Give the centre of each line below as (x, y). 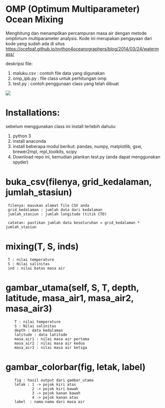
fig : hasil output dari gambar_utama (54, 380)
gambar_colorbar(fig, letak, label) (76, 367)
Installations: (33, 113)
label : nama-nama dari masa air (50, 402)
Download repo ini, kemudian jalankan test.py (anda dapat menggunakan (86, 157)
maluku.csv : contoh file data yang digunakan (59, 73)
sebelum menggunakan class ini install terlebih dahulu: (61, 126)
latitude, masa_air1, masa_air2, (70, 298)
